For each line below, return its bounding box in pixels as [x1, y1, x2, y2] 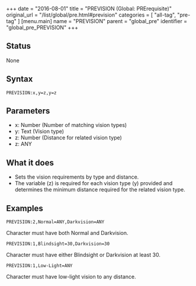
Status [6, 41, 31, 51]
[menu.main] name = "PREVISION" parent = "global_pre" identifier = [21, 18, 188, 24]
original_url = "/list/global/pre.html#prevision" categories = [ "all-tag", [6, 11, 176, 18]
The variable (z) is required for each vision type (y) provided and [14, 180, 173, 187]
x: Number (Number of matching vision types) [14, 122, 127, 129]
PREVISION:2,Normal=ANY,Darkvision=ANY [6, 219, 105, 225]
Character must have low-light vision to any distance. [6, 273, 136, 281]
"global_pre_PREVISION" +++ [6, 24, 79, 31]
